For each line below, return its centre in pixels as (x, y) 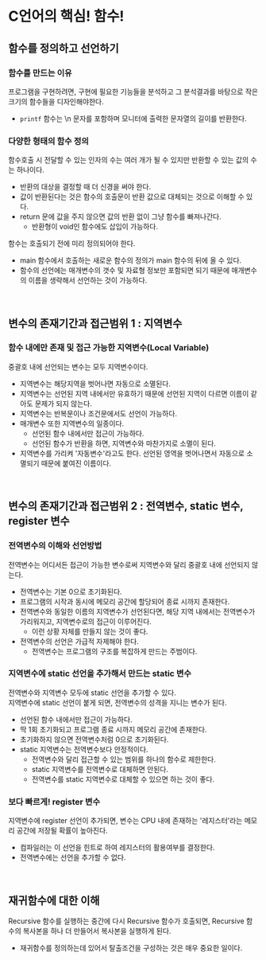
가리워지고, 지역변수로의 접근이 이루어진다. (86, 621)
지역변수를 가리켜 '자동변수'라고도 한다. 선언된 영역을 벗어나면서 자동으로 (132, 453)
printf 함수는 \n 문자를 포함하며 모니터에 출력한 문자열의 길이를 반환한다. (133, 118)
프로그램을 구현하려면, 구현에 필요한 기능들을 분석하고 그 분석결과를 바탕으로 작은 (133, 92)
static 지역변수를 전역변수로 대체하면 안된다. (100, 769)
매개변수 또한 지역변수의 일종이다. (72, 423)
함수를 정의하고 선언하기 (64, 48)
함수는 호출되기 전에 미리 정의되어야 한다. (72, 244)
